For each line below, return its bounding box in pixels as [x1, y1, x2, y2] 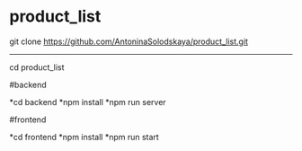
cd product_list [9, 61, 65, 73]
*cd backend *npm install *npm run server [9, 96, 166, 107]
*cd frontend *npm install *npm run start [9, 131, 159, 142]
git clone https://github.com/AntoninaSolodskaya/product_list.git [9, 36, 249, 47]
